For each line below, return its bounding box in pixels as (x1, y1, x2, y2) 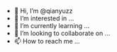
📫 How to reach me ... (13, 37, 80, 45)
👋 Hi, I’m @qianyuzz (13, 7, 73, 15)
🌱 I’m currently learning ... (13, 22, 90, 30)
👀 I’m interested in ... (13, 14, 74, 22)
